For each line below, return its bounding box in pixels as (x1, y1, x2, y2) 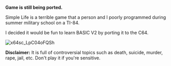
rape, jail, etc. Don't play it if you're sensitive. (5, 55, 101, 61)
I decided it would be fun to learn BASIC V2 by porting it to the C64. (5, 30, 149, 35)
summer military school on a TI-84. (5, 20, 80, 26)
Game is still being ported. (5, 5, 63, 10)
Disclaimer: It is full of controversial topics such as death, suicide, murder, (5, 50, 163, 55)
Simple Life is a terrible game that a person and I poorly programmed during (5, 14, 166, 20)
